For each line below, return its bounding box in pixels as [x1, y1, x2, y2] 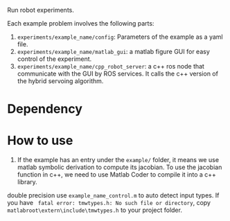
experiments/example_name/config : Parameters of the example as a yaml [17, 33, 223, 41]
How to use [7, 133, 73, 148]
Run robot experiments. [7, 6, 74, 14]
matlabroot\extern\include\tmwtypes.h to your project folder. [7, 206, 182, 214]
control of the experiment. [17, 55, 92, 63]
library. [17, 178, 38, 186]
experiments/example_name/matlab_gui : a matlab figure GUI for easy [17, 48, 210, 55]
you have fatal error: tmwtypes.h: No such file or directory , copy [7, 199, 211, 207]
